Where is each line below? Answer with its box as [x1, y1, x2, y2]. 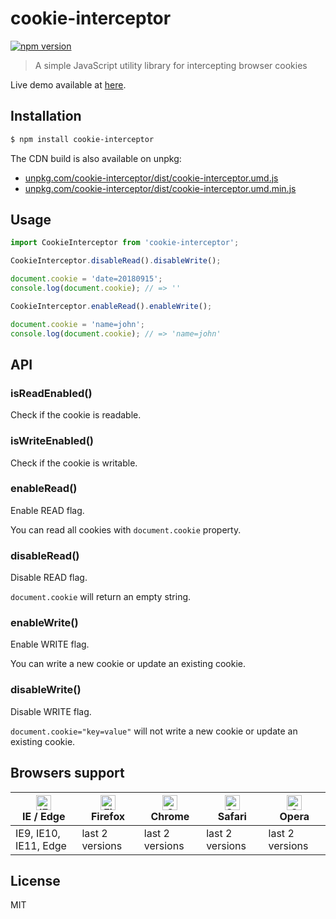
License [10, 872, 61, 889]
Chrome [150, 809, 190, 823]
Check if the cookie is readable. [10, 409, 142, 421]
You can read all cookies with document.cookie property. [10, 523, 242, 536]
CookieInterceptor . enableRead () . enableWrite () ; [10, 301, 213, 311]
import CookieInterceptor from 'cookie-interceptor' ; [10, 238, 240, 248]
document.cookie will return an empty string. [10, 591, 192, 603]
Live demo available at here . [10, 78, 127, 91]
